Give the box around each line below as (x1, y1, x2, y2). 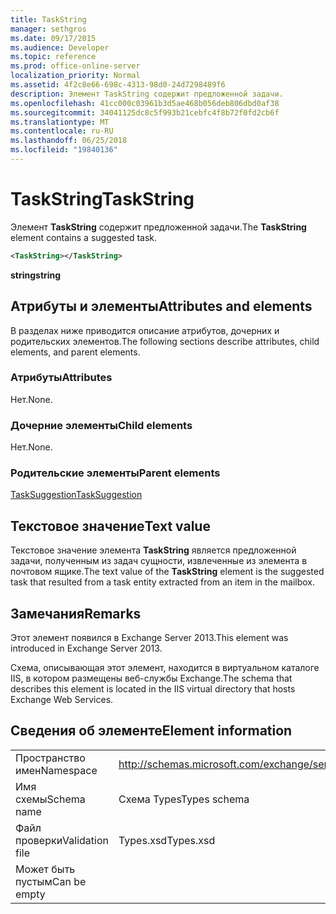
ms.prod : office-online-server (10, 61, 141, 71)
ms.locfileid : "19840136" (10, 145, 118, 155)
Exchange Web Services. (10, 694, 114, 706)
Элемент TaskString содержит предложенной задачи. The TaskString (10, 221, 307, 233)
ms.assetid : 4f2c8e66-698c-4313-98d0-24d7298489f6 (10, 80, 226, 90)
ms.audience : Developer (10, 42, 110, 53)
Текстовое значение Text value (10, 517, 211, 535)
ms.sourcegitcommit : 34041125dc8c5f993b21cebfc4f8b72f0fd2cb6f (10, 107, 280, 118)
